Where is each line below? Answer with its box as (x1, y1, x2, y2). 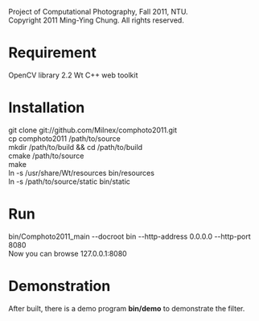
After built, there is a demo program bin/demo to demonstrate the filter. (8, 303, 245, 313)
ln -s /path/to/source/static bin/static (8, 177, 131, 186)
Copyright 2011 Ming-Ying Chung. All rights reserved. (8, 15, 185, 25)
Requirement (8, 44, 97, 62)
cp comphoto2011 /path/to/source (8, 133, 121, 144)
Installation (8, 98, 85, 117)
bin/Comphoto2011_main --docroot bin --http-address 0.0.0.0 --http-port (8, 231, 251, 241)
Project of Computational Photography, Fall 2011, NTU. (8, 7, 188, 16)
